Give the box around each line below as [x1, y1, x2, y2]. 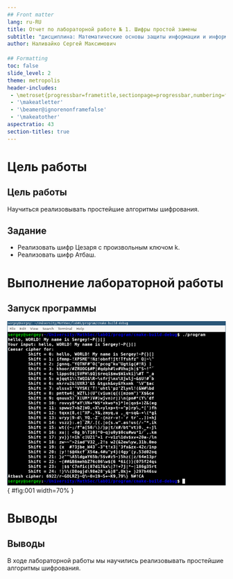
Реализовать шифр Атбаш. [17, 250, 96, 259]
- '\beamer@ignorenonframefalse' [10, 106, 107, 114]
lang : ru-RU [7, 18, 42, 26]
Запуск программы [7, 302, 97, 315]
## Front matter [7, 11, 54, 18]
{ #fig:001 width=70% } [7, 486, 74, 494]
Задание [7, 225, 47, 237]
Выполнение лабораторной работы [7, 275, 224, 291]
